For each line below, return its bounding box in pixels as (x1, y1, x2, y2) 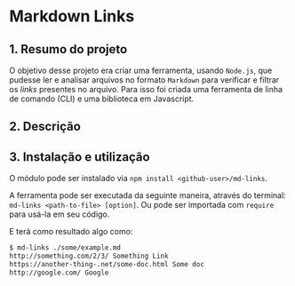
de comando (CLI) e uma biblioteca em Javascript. (9, 93, 195, 104)
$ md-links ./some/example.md (9, 243, 122, 252)
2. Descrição (9, 119, 82, 134)
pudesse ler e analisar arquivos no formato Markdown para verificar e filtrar (9, 75, 280, 85)
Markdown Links (9, 6, 135, 27)
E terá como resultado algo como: (9, 226, 133, 237)
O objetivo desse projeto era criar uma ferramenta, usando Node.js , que (9, 65, 273, 75)
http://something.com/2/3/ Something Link (9, 251, 169, 261)
